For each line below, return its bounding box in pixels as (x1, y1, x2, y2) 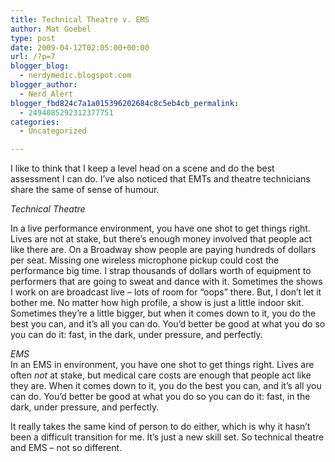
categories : (10, 117, 60, 127)
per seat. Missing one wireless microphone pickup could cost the (10, 254, 280, 266)
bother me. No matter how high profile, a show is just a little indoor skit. (10, 297, 305, 309)
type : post (10, 33, 56, 43)
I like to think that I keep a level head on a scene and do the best (10, 162, 275, 175)
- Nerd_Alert (19, 89, 74, 99)
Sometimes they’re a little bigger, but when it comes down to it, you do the (10, 307, 317, 320)
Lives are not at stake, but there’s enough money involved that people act (10, 233, 313, 245)
